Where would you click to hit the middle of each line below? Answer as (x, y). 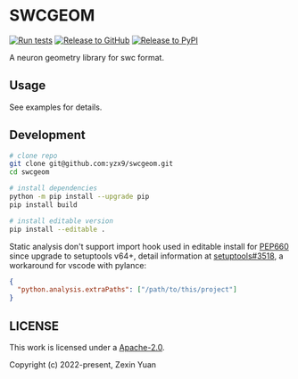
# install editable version (62, 221)
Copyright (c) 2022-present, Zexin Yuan (83, 365)
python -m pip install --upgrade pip (79, 197)
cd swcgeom (29, 172)
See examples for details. (56, 107)
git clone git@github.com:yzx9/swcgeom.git (91, 164)
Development (48, 135)
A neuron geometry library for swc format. (87, 57)
